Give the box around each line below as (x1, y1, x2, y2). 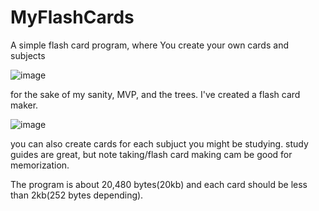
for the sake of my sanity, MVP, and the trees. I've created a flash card (10, 88, 301, 100)
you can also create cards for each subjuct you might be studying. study (10, 137, 309, 150)
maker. (10, 99, 39, 111)
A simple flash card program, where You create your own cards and (10, 39, 289, 51)
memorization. (10, 159, 70, 171)
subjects (10, 49, 46, 61)
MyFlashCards (10, 6, 135, 29)
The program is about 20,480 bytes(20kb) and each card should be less (10, 178, 308, 190)
